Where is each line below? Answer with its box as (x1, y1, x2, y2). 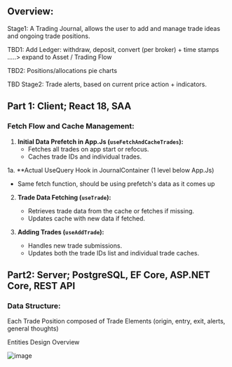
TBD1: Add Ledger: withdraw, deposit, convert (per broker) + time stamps (7, 45, 219, 53)
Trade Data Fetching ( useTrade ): (17, 193, 111, 201)
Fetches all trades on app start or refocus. (27, 145, 149, 153)
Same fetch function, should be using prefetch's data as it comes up (17, 179, 215, 188)
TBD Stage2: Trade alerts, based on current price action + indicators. (7, 80, 207, 88)
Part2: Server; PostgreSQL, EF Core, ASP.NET (7, 269, 210, 281)
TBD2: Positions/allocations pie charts (7, 66, 118, 74)
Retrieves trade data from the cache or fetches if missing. (27, 206, 195, 215)
